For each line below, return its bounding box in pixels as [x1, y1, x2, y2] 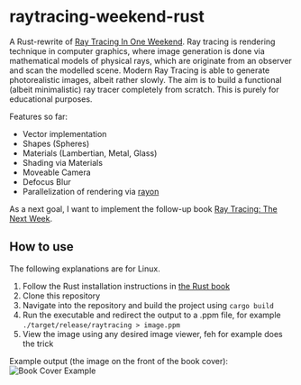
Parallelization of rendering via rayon [22, 186, 160, 197]
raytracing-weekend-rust [9, 6, 205, 27]
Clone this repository [22, 290, 101, 301]
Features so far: [9, 111, 68, 122]
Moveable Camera [22, 167, 92, 178]
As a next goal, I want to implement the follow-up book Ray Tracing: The [9, 203, 278, 214]
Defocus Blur [22, 176, 71, 187]
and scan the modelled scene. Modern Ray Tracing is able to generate [9, 65, 270, 76]
